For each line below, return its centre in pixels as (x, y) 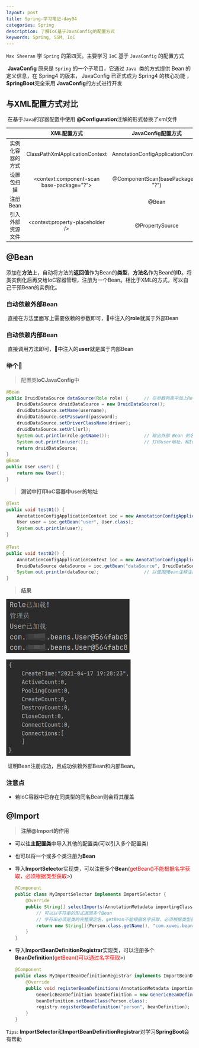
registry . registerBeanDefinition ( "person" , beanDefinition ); (113, 1007)
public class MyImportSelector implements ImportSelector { (90, 894)
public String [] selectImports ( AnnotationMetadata (89, 907)
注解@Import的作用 (45, 831)
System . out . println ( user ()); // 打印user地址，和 (103, 442)
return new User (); (41, 473)
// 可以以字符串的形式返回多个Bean (74, 913)
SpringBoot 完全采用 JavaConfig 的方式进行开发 (64, 84)
